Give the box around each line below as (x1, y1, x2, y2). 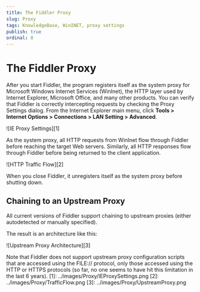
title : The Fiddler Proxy (6, 10, 71, 16)
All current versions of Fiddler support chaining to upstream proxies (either (6, 212, 192, 219)
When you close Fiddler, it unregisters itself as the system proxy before (6, 173, 183, 180)
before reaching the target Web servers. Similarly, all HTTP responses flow (6, 143, 191, 150)
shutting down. (6, 179, 43, 186)
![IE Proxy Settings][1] (6, 125, 60, 132)
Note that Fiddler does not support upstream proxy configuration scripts (6, 253, 185, 260)
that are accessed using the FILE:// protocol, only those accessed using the (6, 260, 193, 267)
